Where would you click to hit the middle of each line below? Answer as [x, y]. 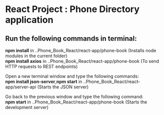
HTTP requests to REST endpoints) [42, 67]
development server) [27, 107]
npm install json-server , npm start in [44, 82]
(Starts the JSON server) [63, 87]
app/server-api [21, 87]
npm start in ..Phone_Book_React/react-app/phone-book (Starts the [76, 102]
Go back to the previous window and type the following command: [74, 97]
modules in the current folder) [36, 56]
